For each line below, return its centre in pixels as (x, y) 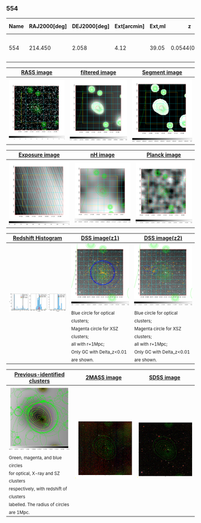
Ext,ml (158, 26)
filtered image (98, 73)
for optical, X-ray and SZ (34, 473)
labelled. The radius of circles (39, 504)
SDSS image (165, 378)
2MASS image (104, 378)
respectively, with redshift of (38, 489)
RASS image (36, 73)
